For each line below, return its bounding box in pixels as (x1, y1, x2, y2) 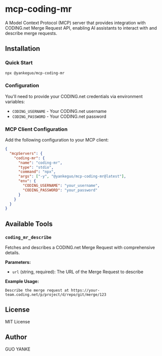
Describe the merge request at (5, 288, 69, 293)
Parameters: (5, 259, 31, 265)
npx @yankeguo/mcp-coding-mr (5, 71, 65, 75)
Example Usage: (5, 279, 39, 285)
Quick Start (5, 59, 33, 66)
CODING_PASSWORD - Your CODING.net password (12, 113, 107, 119)
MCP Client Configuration (5, 126, 68, 133)
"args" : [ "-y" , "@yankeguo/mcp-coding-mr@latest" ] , (18, 174, 126, 179)
